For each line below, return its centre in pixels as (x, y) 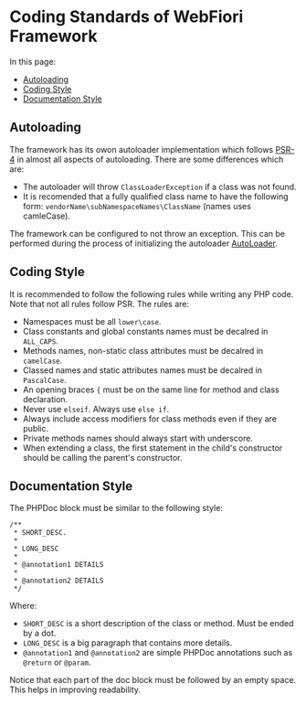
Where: (23, 606)
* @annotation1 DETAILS (58, 565)
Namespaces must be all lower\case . (92, 321)
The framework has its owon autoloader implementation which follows (142, 149)
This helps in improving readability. (75, 690)
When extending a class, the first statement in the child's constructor (153, 448)
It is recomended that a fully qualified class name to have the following (156, 196)
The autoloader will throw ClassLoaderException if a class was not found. (159, 187)
